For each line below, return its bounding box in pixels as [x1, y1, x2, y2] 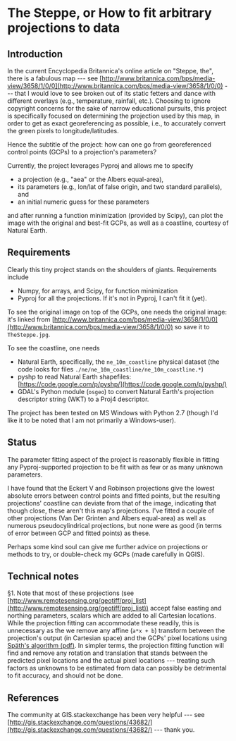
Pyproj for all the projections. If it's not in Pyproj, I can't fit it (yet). [17, 294, 207, 302]
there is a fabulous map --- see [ [7, 74, 102, 82]
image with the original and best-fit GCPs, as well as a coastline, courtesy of [7, 219, 229, 227]
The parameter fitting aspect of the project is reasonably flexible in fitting [7, 455, 220, 463]
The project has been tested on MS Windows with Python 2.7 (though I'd [7, 408, 218, 417]
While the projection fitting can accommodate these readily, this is [7, 619, 199, 627]
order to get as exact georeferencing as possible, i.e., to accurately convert [7, 119, 226, 128]
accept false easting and [150, 604, 222, 613]
